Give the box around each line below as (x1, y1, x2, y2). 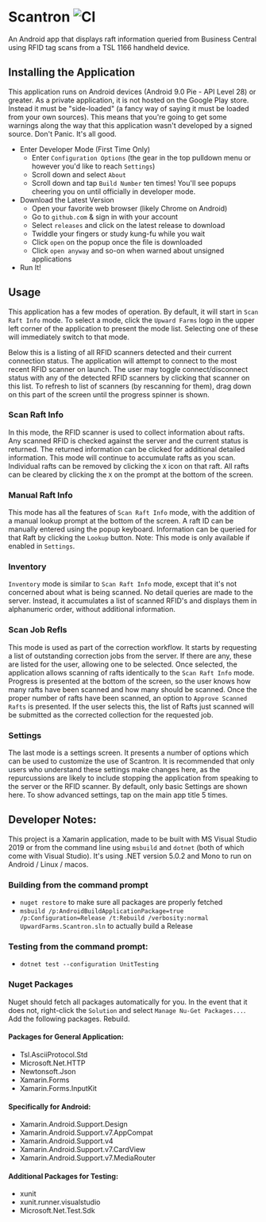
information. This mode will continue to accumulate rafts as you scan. (8, 453, 236, 462)
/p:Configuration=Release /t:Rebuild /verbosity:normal (19, 915, 209, 922)
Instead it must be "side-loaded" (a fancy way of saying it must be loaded (8, 103, 249, 113)
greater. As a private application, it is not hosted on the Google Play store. (8, 95, 249, 105)
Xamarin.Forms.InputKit (19, 1083, 97, 1092)
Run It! (19, 262, 41, 272)
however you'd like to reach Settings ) (31, 161, 156, 171)
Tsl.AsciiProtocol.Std (19, 1050, 88, 1059)
